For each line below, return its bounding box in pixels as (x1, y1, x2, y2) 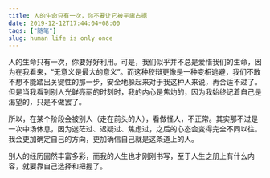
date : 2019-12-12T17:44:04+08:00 (8, 19, 121, 27)
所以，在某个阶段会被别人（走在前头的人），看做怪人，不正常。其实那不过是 (8, 114, 259, 124)
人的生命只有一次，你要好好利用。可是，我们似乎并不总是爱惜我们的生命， (8, 57, 255, 67)
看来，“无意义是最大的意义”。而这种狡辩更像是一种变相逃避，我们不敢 (29, 67, 261, 77)
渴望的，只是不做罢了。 (8, 97, 86, 107)
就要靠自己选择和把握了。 (22, 161, 107, 171)
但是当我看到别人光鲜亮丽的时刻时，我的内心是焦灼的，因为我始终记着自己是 (8, 87, 262, 97)
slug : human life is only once (8, 34, 113, 42)
